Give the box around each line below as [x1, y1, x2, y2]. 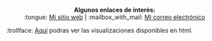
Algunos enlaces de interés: [73, 6, 156, 14]
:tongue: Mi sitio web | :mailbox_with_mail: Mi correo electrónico [24, 13, 205, 21]
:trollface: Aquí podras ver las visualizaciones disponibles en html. [6, 27, 193, 34]
